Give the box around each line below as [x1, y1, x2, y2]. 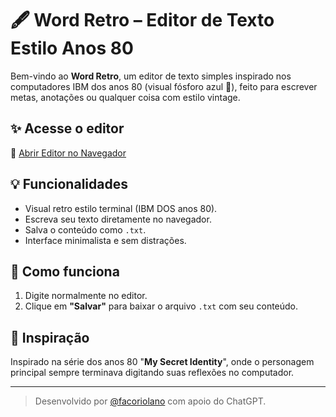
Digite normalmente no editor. [24, 290, 148, 302]
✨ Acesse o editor [10, 120, 125, 137]
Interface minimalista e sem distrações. [24, 234, 187, 246]
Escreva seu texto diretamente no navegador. [24, 213, 212, 225]
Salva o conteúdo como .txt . [24, 223, 147, 236]
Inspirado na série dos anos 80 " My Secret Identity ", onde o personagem [10, 356, 315, 368]
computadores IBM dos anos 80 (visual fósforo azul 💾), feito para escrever [10, 80, 318, 92]
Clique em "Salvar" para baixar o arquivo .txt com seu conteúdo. [24, 300, 299, 312]
